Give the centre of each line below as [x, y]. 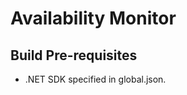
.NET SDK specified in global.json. [95, 79]
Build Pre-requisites [74, 55]
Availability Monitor [93, 18]
